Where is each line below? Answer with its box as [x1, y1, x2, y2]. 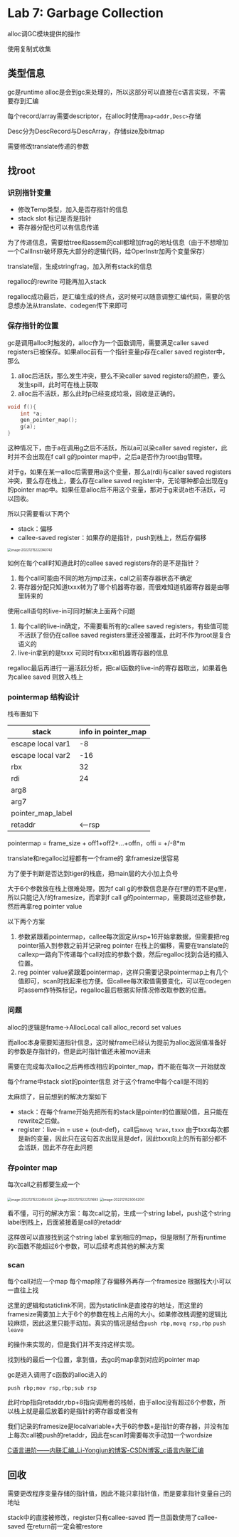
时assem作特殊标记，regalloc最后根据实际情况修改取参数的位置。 [17, 986, 211, 994]
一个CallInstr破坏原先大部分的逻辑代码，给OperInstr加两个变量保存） [7, 247, 209, 255]
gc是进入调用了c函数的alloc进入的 [7, 1370, 107, 1379]
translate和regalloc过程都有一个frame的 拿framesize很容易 [7, 854, 179, 862]
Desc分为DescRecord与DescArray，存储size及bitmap [7, 127, 165, 135]
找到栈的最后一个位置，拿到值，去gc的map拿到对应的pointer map [7, 1356, 201, 1364]
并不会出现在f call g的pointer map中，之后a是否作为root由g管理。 [13, 453, 206, 461]
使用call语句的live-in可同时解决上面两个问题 [7, 607, 136, 616]
